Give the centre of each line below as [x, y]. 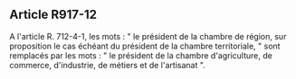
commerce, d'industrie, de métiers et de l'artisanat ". [107, 65]
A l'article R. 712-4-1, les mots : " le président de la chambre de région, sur [148, 36]
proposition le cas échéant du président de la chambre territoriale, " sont [145, 46]
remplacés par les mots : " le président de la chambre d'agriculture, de [141, 55]
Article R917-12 [53, 15]
